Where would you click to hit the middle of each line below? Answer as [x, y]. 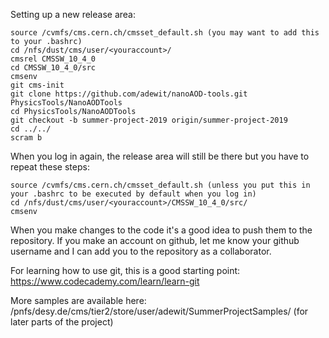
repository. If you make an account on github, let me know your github [155, 240]
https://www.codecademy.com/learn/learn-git [105, 281]
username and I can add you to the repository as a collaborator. [141, 251]
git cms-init [37, 85]
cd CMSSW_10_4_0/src [53, 68]
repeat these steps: [50, 167]
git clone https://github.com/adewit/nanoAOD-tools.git [129, 94]
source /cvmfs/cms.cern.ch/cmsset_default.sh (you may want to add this [165, 33]
